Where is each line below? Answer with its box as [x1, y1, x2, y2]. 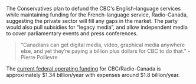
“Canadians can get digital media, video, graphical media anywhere [20, 41, 185, 48]
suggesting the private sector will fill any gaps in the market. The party [6, 18, 178, 24]
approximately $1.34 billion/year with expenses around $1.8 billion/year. [6, 72, 180, 78]
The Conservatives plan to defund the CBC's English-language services [6, 5, 181, 12]
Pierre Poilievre [20, 54, 58, 61]
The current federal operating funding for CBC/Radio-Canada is [6, 65, 161, 72]
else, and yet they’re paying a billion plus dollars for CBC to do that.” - [20, 48, 191, 55]
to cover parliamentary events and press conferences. [6, 30, 138, 37]
